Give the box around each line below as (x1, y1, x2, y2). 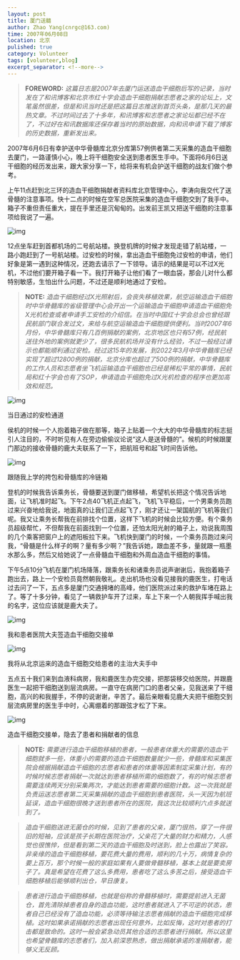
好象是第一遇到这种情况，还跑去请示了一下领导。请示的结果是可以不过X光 (7, 259, 225, 268)
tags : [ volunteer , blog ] (7, 57, 79, 64)
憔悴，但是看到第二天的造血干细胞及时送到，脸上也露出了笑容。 (44, 840, 232, 849)
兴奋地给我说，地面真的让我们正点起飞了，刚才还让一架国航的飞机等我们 (19, 505, 233, 514)
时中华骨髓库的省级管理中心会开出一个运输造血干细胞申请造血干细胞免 (24, 301, 232, 310)
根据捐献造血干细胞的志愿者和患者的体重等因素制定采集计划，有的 (37, 763, 232, 772)
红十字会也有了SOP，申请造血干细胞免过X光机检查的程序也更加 (37, 373, 224, 381)
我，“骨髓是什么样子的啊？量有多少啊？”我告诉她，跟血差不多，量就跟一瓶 (7, 541, 226, 550)
